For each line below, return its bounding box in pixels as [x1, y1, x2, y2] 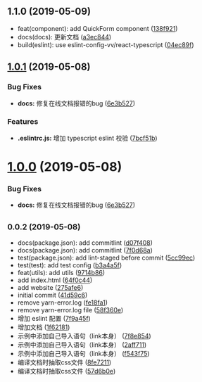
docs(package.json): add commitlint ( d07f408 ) [17, 238, 153, 247]
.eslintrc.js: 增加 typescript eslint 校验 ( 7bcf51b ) [17, 134, 158, 142]
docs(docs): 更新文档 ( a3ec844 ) [17, 32, 112, 41]
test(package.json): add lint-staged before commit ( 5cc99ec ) [17, 253, 196, 262]
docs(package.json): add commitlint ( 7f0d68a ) [17, 246, 153, 255]
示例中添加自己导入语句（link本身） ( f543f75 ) [17, 350, 150, 358]
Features [7, 117, 39, 127]
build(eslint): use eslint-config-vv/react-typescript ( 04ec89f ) [17, 40, 195, 49]
